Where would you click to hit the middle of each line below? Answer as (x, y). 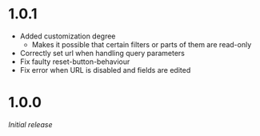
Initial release (30, 124)
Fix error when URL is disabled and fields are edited (105, 70)
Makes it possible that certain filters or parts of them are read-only (142, 44)
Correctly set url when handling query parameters (102, 53)
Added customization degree (68, 36)
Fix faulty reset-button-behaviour (75, 62)
